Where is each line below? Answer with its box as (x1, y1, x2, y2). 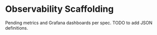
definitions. (5, 25, 28, 31)
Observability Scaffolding (5, 3, 114, 15)
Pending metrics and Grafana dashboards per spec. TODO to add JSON (5, 20, 153, 26)
